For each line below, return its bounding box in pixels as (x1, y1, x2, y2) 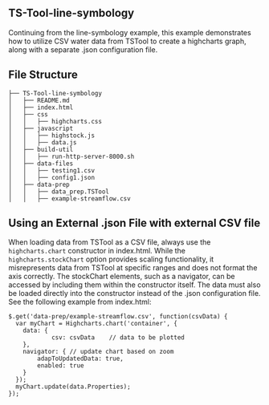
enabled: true (37, 362, 84, 370)
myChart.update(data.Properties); (15, 383, 131, 391)
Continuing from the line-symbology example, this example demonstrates (8, 27, 251, 37)
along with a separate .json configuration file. (8, 44, 158, 55)
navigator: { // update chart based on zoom (22, 348, 174, 356)
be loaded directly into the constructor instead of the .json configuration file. (8, 289, 261, 298)
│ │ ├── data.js (8, 138, 78, 147)
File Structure (8, 68, 78, 82)
